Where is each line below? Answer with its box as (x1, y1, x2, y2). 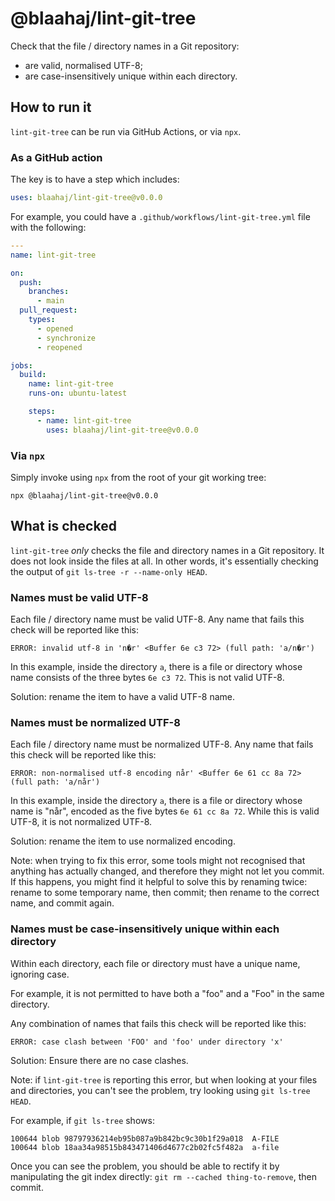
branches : (28, 287, 70, 297)
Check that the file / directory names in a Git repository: (10, 40, 240, 52)
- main (36, 296, 65, 306)
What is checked (10, 518, 117, 535)
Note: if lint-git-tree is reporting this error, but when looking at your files (10, 1073, 318, 1086)
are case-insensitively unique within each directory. (24, 70, 238, 82)
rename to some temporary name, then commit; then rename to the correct (10, 887, 320, 899)
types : (28, 315, 56, 325)
